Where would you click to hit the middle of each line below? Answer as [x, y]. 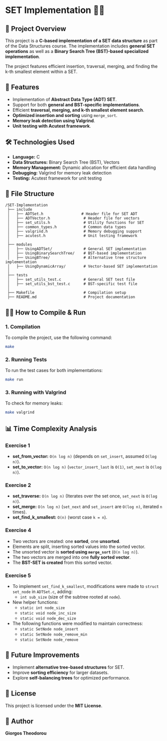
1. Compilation [23, 326]
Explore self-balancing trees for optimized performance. [71, 677]
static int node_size [42, 608]
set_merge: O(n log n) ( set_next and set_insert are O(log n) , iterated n [87, 506]
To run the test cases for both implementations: [54, 370]
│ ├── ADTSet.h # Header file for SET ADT [72, 214]
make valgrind [20, 412]
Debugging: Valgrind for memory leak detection [62, 172]
